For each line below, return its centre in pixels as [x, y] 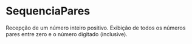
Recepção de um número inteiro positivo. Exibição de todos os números [96, 28]
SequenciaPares [48, 11]
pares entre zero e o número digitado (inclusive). [67, 34]
